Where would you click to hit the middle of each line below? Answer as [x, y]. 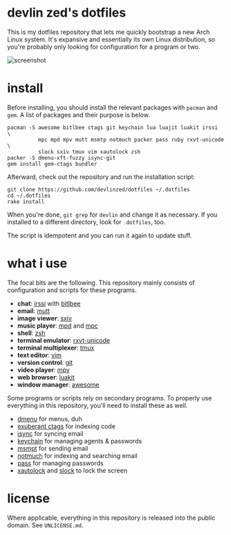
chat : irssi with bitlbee [49, 303]
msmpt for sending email [53, 448]
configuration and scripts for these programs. [72, 290]
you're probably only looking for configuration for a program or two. [104, 46]
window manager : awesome [58, 384]
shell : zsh [31, 333]
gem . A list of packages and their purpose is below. [78, 114]
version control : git [45, 362]
